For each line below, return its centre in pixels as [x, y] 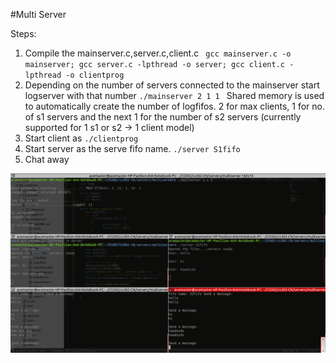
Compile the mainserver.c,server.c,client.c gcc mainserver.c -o [158, 53]
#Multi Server [38, 14]
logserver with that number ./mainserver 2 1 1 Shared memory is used [174, 95]
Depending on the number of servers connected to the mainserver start [172, 85]
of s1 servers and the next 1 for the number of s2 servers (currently [163, 117]
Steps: [23, 33]
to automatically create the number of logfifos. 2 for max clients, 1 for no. [175, 106]
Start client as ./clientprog [81, 138]
